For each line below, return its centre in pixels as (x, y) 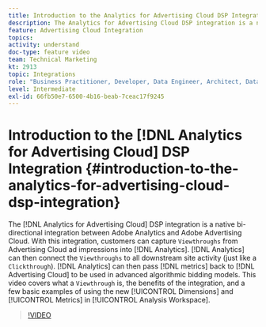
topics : (21, 38)
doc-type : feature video (49, 52)
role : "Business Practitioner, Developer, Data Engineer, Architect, (125, 81)
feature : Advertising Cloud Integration (76, 30)
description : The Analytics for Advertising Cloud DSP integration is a (131, 23)
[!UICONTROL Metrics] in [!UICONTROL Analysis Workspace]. (109, 300)
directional (26, 233)
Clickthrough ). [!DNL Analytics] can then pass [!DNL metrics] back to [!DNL (131, 266)
